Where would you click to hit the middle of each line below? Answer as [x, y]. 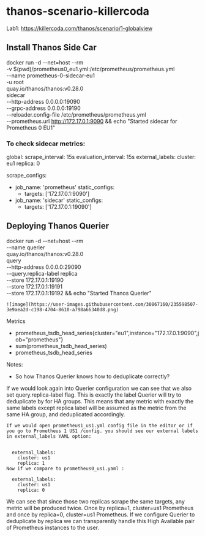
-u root [15, 82]
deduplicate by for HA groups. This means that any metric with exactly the [100, 401]
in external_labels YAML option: [49, 436]
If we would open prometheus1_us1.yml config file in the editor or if [99, 425]
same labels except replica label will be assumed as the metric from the [96, 408]
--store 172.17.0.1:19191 [35, 286]
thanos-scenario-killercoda [78, 11]
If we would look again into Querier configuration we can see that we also [99, 388]
